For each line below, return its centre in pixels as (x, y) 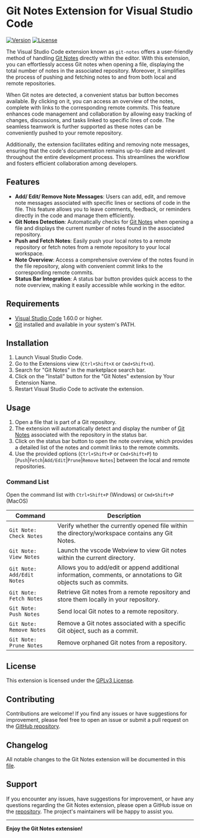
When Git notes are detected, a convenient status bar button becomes (92, 95)
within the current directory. (96, 558)
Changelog (27, 745)
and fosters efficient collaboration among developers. (72, 163)
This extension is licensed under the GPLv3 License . (70, 681)
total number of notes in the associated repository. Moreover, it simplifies (96, 70)
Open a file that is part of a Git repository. (66, 422)
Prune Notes (26, 646)
